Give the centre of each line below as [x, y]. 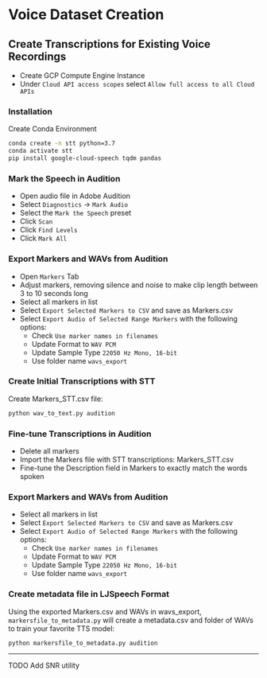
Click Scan [36, 221]
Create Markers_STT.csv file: [56, 399]
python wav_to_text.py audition [62, 413]
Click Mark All [43, 238]
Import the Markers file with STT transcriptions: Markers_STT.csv [127, 459]
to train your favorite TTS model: [62, 628]
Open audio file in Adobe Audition [75, 196]
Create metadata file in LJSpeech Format [89, 594]
